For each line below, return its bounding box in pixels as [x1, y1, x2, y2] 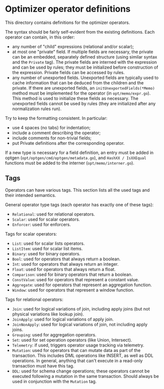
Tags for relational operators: [5, 296, 63, 302]
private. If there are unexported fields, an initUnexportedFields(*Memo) [12, 85, 155, 91]
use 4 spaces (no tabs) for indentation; [12, 124, 91, 130]
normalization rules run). [12, 106, 62, 112]
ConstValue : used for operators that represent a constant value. [12, 276, 139, 282]
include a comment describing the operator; [12, 130, 101, 136]
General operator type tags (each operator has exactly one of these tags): [5, 201, 154, 208]
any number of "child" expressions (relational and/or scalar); [12, 43, 134, 49]
